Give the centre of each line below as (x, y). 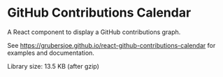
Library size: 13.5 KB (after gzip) (53, 66)
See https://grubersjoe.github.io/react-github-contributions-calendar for (111, 45)
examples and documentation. (51, 53)
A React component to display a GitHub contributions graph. (94, 32)
